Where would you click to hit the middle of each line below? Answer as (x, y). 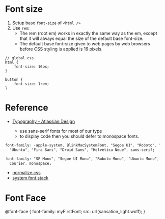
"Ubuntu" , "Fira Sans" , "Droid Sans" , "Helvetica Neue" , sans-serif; (82, 150)
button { (14, 79)
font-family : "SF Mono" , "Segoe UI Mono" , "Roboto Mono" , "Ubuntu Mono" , (82, 159)
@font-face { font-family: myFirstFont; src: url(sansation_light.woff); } (75, 212)
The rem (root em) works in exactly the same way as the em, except (88, 33)
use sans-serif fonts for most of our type (61, 131)
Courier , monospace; (30, 163)
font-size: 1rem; (32, 84)
